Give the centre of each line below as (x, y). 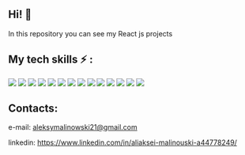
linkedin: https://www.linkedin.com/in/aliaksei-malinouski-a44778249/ (122, 142)
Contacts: (33, 109)
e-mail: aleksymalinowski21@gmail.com (73, 127)
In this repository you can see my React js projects (90, 33)
